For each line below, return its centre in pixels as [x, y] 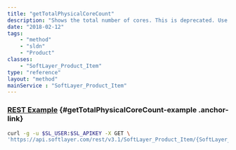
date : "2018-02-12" [36, 27]
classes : [20, 60]
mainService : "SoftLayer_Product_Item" [67, 86]
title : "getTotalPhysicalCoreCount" [61, 14]
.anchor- [214, 110]
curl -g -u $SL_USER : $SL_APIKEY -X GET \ [69, 133]
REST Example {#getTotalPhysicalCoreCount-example [102, 110]
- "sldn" [33, 46]
